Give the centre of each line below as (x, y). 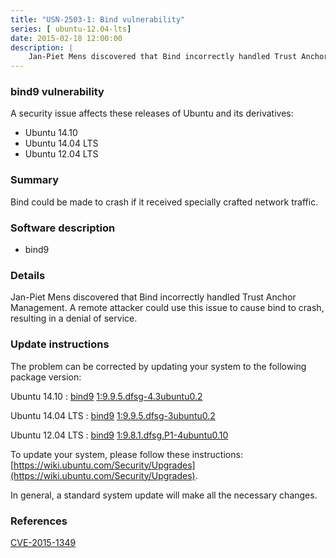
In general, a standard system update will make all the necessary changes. (164, 495)
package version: (46, 377)
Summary (35, 180)
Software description (63, 228)
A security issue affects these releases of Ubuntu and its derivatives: (152, 113)
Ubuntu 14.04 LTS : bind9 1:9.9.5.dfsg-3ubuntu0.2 (113, 415)
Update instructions (60, 344)
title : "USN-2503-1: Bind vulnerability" (98, 19)
